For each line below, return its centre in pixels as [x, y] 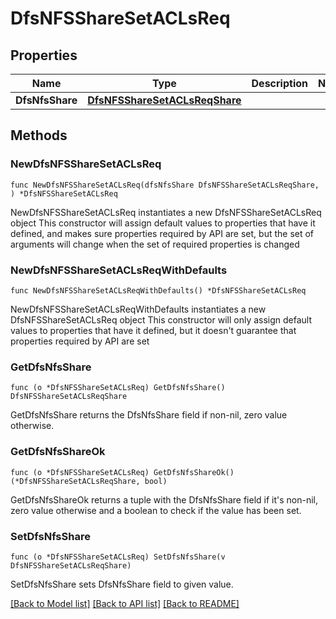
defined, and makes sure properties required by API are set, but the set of [162, 233]
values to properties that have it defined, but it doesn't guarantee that [153, 330]
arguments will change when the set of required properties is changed [155, 244]
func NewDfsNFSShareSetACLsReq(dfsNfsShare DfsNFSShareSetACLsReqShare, [165, 185]
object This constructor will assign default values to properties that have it [163, 223]
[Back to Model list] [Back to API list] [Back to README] [125, 603]
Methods [39, 135]
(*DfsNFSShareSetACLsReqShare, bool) [89, 481]
